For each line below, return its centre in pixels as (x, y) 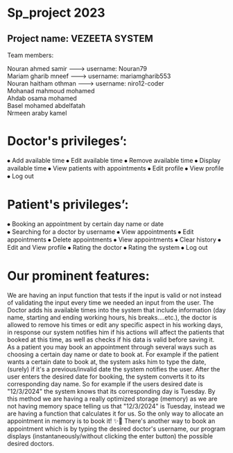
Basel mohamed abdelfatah (46, 105)
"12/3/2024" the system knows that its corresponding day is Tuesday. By (111, 391)
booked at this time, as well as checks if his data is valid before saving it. (111, 340)
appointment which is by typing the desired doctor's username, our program (116, 429)
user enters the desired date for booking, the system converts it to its (106, 376)
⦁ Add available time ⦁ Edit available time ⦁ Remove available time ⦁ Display (114, 160)
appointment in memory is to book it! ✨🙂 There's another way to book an (111, 421)
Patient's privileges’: (68, 205)
